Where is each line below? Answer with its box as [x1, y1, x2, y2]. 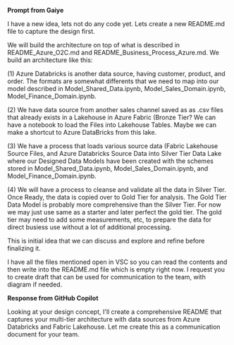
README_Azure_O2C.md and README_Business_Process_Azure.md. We [7, 49, 220, 56]
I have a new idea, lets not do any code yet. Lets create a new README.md [7, 20, 226, 28]
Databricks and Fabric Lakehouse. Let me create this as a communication [7, 322, 221, 331]
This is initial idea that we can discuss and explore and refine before [7, 236, 205, 245]
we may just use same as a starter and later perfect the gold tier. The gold [7, 208, 222, 216]
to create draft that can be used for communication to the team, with [7, 273, 206, 281]
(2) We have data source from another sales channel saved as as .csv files [7, 106, 223, 114]
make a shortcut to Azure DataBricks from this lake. [7, 128, 157, 136]
